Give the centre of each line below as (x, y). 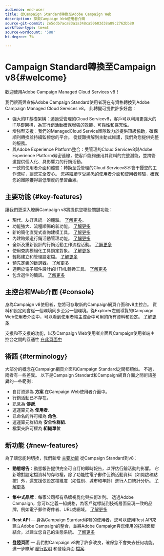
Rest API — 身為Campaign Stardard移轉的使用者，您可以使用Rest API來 (84, 520)
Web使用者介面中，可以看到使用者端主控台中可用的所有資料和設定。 (74, 317)
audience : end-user (25, 10)
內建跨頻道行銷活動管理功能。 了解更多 (51, 238)
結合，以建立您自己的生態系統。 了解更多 (53, 532)
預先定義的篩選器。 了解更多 (41, 263)
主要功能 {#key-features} (44, 197)
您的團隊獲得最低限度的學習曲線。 (46, 180)
